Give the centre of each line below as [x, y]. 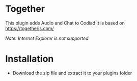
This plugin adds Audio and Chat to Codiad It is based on [65, 23]
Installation [30, 59]
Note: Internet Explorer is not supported [47, 38]
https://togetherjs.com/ [30, 28]
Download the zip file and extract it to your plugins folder [72, 73]
